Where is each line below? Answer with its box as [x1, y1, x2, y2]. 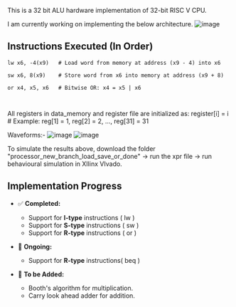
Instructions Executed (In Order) [7, 41, 154, 53]
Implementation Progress [7, 180, 122, 192]
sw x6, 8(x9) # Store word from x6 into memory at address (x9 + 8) [7, 71, 224, 79]
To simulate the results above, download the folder [7, 144, 156, 152]
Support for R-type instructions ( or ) [28, 228, 137, 237]
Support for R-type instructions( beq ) [28, 256, 141, 264]
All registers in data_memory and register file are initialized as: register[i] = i [7, 109, 229, 118]
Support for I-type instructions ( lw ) [28, 213, 135, 222]
